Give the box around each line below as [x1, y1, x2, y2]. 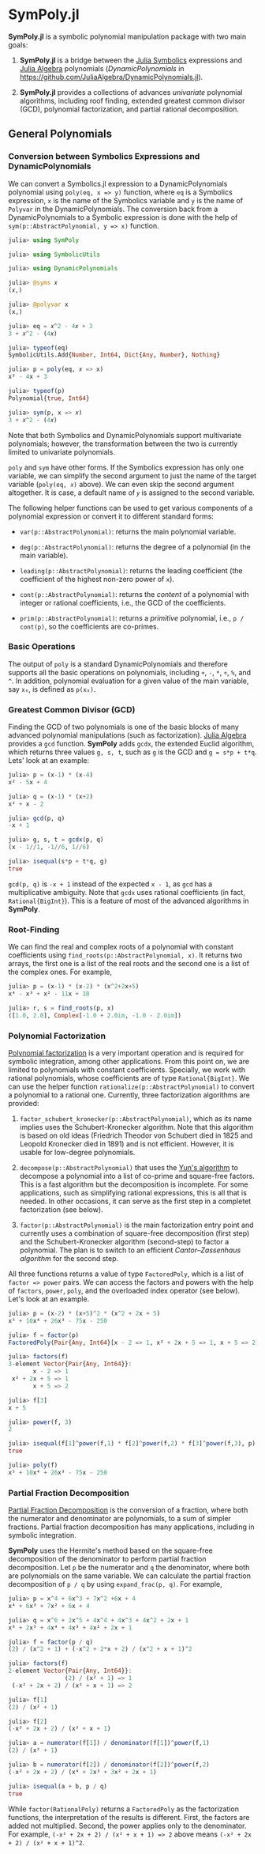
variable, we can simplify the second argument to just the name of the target [8, 470, 257, 480]
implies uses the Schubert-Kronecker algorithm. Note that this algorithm [19, 1122, 254, 1131]
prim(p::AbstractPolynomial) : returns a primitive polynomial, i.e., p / [19, 613, 244, 622]
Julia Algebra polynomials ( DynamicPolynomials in [19, 63, 185, 73]
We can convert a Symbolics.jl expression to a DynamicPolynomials [8, 179, 228, 188]
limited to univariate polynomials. [8, 447, 116, 456]
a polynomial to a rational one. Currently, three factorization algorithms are [8, 1089, 250, 1100]
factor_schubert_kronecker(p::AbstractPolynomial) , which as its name [19, 1113, 252, 1123]
